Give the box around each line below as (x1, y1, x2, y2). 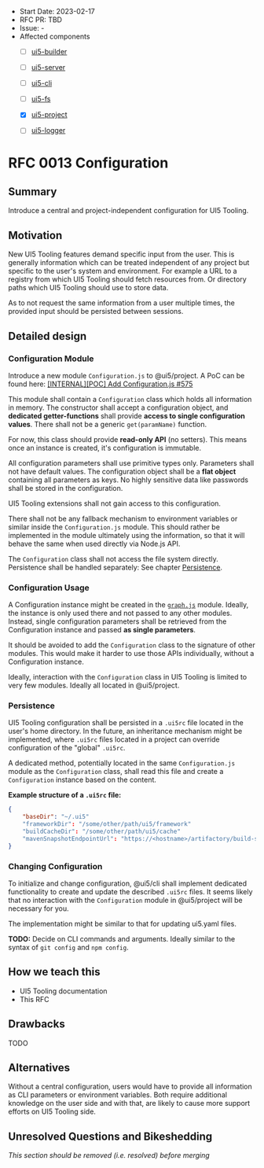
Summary (8, 185, 57, 198)
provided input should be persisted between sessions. (8, 307, 184, 316)
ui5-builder (31, 47, 68, 56)
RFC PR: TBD (19, 15, 63, 24)
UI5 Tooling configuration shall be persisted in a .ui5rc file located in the (8, 718, 244, 728)
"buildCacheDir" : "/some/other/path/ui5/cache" (22, 827, 181, 836)
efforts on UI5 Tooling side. (8, 1107, 97, 1116)
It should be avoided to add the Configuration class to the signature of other (8, 640, 255, 650)
